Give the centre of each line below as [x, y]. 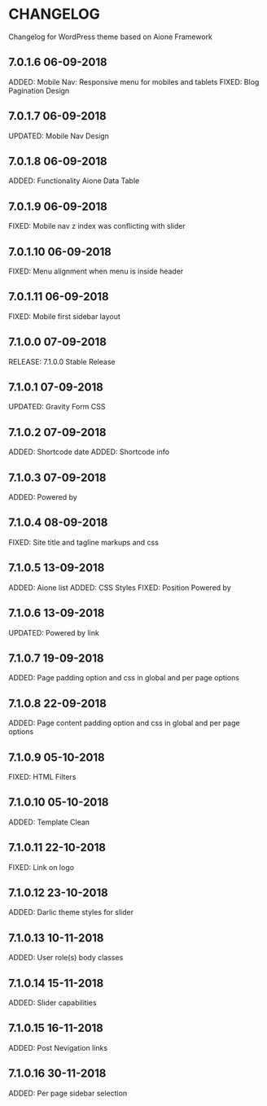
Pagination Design [39, 90]
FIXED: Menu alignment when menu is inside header [96, 271]
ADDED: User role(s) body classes [66, 958]
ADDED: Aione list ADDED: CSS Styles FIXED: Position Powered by [120, 588]
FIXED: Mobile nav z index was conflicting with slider [97, 226]
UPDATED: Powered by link [54, 632]
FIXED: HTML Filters [42, 776]
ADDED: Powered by [43, 497]
